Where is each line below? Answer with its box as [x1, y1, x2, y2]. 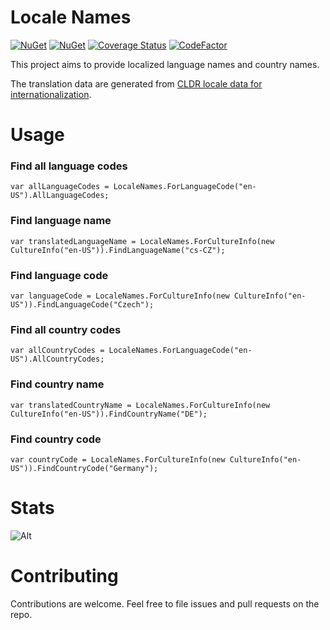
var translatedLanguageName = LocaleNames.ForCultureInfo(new [10, 236, 275, 246]
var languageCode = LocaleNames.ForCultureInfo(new [10, 291, 230, 301]
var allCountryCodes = [10, 346, 105, 356]
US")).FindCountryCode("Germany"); [10, 463, 159, 473]
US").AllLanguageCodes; [10, 191, 110, 201]
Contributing [10, 565, 119, 588]
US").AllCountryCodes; [10, 354, 105, 365]
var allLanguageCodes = [10, 182, 110, 192]
